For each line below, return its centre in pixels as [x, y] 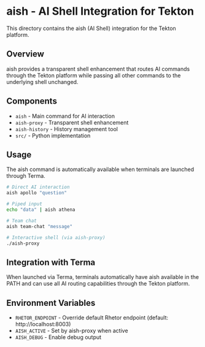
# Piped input [25, 204]
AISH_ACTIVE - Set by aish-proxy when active [72, 330]
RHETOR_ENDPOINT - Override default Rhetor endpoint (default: [92, 318]
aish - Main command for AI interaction [65, 116]
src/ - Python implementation [53, 135]
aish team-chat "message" [39, 226]
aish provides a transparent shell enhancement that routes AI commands [98, 69]
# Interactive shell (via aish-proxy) [56, 237]
